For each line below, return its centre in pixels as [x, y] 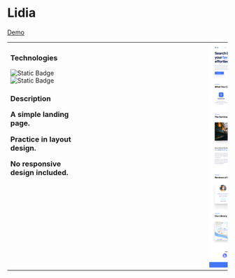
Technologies [34, 57]
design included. [39, 173]
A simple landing [40, 115]
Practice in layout [41, 139]
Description [30, 98]
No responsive [36, 164]
